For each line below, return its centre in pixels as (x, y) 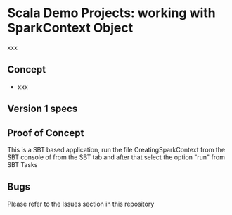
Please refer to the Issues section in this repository (81, 204)
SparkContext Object (70, 28)
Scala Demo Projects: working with (111, 13)
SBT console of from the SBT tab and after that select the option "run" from (116, 157)
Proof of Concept (46, 133)
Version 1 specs (43, 109)
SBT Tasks (22, 164)
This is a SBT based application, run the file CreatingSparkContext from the (116, 149)
